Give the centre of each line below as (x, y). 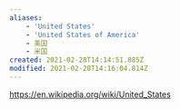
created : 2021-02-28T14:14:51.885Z (77, 60)
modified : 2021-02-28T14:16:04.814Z (79, 69)
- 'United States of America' (83, 35)
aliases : (26, 18)
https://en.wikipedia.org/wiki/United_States (90, 94)
